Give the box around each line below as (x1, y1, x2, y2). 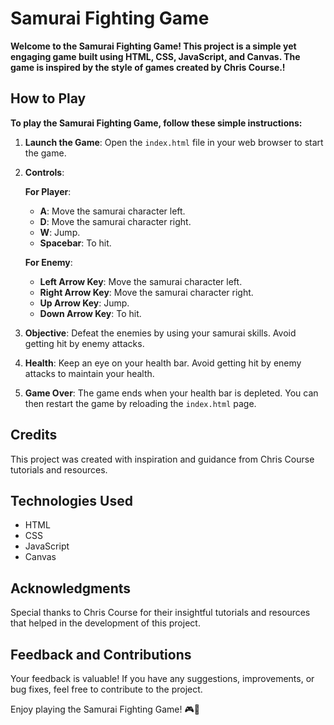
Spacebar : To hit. (39, 237, 112, 249)
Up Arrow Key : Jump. (39, 297, 130, 309)
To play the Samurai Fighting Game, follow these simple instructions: (10, 117, 303, 129)
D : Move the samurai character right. (39, 215, 192, 227)
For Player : (24, 185, 72, 197)
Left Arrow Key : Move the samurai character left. (39, 275, 243, 287)
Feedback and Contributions (10, 646, 192, 663)
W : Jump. (39, 226, 81, 238)
